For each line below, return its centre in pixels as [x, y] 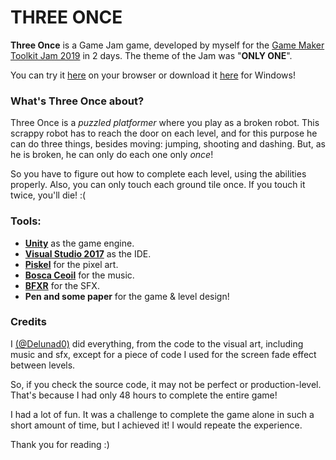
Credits [28, 322]
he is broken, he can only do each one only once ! [112, 155]
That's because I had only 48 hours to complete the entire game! [144, 395]
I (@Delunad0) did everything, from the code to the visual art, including [157, 343]
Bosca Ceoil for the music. [79, 275]
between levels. [43, 365]
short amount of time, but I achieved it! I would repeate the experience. [156, 425]
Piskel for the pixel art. [71, 264]
